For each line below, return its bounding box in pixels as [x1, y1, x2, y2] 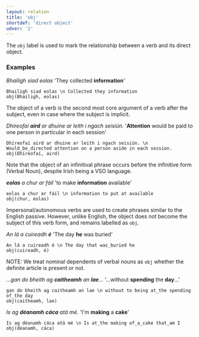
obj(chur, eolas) [6, 196, 50, 202]
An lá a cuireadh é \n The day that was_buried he [6, 242, 135, 248]
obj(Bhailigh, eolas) [6, 93, 60, 99]
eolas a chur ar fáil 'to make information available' [6, 179, 132, 186]
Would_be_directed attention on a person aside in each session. [6, 145, 172, 151]
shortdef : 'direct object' [6, 20, 74, 26]
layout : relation [6, 8, 50, 15]
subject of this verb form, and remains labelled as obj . [6, 219, 139, 226]
